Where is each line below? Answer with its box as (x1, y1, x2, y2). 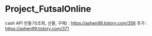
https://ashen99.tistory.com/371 (5, 25, 69, 31)
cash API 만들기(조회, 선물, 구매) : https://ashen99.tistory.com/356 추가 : (5, 20, 148, 26)
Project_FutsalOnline (5, 3, 92, 15)
